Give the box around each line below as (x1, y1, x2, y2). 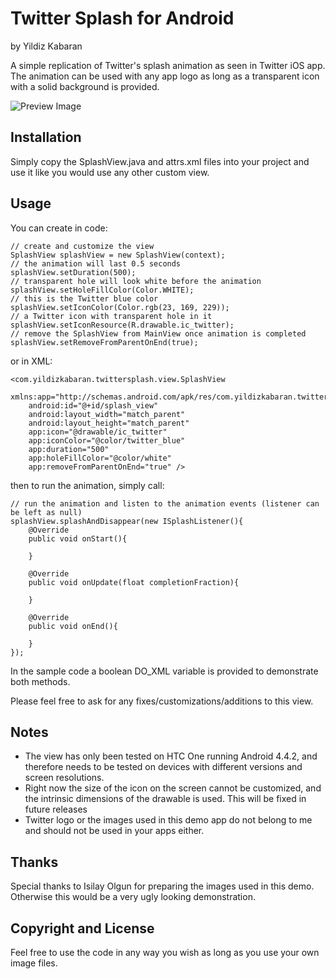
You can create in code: (10, 222, 108, 234)
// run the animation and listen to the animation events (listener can (10, 498, 320, 509)
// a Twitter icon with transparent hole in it (10, 311, 213, 321)
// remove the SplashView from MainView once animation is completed (10, 328, 307, 339)
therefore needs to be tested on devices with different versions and (24, 761, 303, 773)
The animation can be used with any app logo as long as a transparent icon (10, 70, 320, 82)
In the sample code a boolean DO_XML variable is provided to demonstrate (10, 665, 319, 677)
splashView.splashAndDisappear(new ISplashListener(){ (10, 516, 244, 526)
